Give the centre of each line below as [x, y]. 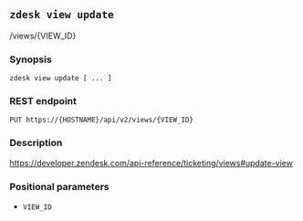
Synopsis [31, 59]
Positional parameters [59, 186]
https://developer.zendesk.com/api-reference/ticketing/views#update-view [151, 163]
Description [36, 143]
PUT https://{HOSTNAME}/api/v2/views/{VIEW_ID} [102, 120]
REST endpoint [43, 101]
